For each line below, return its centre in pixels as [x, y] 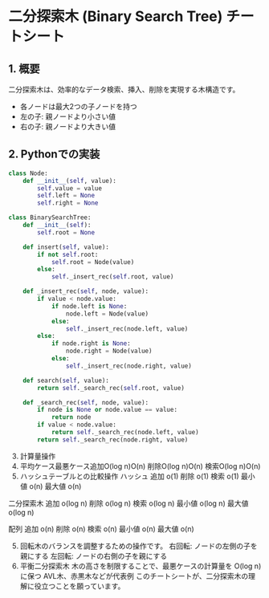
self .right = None [68, 203]
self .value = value [70, 188]
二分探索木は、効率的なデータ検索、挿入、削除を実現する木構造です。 [124, 89]
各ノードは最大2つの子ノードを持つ [79, 106]
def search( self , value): [66, 380]
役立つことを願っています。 [79, 586]
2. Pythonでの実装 [54, 155]
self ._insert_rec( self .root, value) [112, 277]
